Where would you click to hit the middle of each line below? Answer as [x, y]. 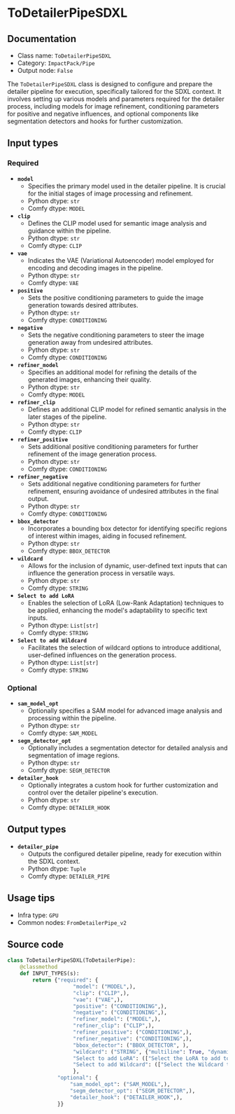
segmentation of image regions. [74, 755]
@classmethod [39, 967]
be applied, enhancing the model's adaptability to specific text [117, 610]
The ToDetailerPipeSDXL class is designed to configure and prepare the [110, 84]
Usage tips [31, 898]
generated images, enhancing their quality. [90, 379]
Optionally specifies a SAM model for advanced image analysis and [125, 710]
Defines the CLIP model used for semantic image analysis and [117, 223]
